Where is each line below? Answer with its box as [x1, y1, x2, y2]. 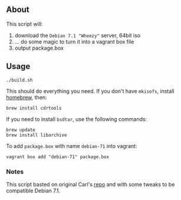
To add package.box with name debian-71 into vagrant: [6, 142, 137, 149]
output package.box [14, 44, 64, 51]
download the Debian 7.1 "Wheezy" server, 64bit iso [14, 32, 141, 39]
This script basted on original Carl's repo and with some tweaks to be [6, 181, 175, 188]
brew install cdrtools [6, 105, 62, 111]
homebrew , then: [6, 94, 47, 101]
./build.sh [6, 77, 33, 83]
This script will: [6, 20, 43, 27]
